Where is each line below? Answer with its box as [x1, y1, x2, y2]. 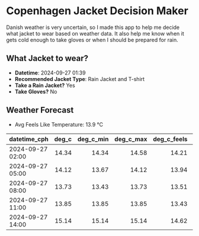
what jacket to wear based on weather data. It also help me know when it [6, 30, 185, 37]
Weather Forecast [6, 105, 74, 115]
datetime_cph [9, 135, 49, 143]
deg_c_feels [153, 135, 188, 143]
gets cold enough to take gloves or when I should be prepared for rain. [6, 36, 179, 43]
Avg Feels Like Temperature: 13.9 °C [14, 121, 104, 128]
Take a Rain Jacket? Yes [14, 82, 75, 89]
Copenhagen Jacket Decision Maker [6, 4, 188, 18]
